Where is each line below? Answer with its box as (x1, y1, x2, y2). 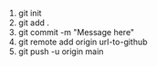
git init (17, 8, 42, 18)
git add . (17, 17, 50, 28)
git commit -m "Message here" (17, 27, 135, 37)
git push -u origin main (17, 46, 104, 57)
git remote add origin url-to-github (17, 36, 148, 47)
